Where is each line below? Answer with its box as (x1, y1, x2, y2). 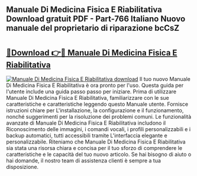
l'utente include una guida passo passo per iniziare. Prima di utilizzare (6, 88, 177, 95)
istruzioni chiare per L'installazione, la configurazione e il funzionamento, (6, 107, 184, 114)
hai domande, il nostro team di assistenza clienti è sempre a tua (6, 157, 162, 164)
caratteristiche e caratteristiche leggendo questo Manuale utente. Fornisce (6, 100, 188, 107)
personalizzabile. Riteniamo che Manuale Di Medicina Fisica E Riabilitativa (6, 138, 186, 145)
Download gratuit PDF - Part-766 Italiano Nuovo (6, 14, 186, 24)
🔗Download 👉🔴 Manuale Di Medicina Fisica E (6, 47, 177, 58)
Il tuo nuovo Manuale (139, 76, 190, 82)
